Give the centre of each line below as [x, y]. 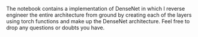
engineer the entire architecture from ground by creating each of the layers [99, 15]
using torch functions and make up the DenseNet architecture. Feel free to [98, 21]
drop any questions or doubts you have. [55, 27]
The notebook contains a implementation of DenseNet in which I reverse [96, 9]
